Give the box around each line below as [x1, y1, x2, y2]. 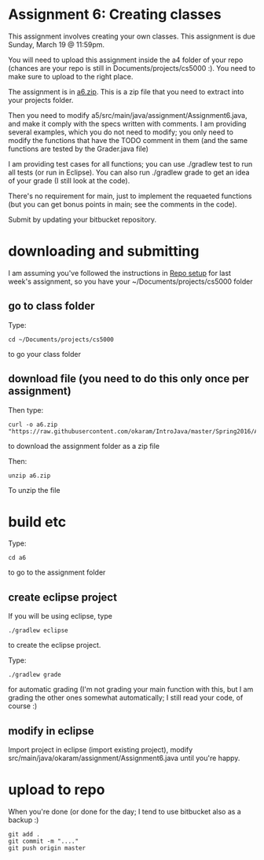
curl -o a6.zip [8, 421, 58, 428]
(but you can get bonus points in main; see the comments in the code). [8, 199, 237, 209]
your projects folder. [8, 95, 74, 105]
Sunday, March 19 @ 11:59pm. [8, 39, 104, 49]
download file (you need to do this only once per [8, 372, 249, 386]
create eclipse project [8, 590, 118, 604]
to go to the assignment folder [8, 568, 106, 577]
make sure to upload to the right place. [8, 72, 134, 81]
